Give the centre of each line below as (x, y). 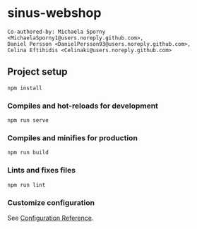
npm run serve (28, 120)
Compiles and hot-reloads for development (83, 106)
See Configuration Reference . (50, 218)
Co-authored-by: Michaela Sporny (56, 32)
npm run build (28, 153)
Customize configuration (51, 202)
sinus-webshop (54, 13)
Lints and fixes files (42, 171)
